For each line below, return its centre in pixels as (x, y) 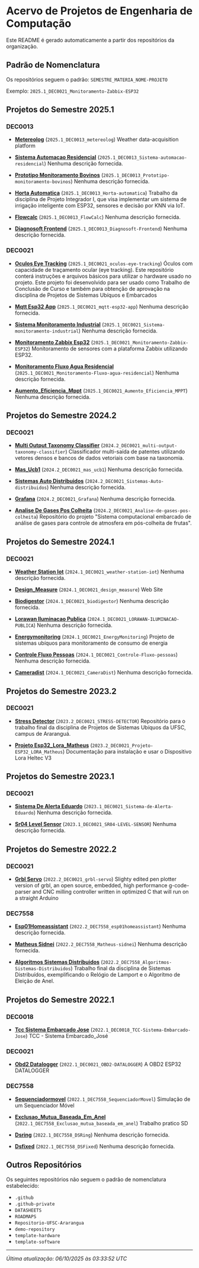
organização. (22, 46)
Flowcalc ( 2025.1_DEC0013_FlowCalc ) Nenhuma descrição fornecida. (97, 217)
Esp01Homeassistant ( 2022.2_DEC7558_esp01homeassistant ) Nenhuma (100, 927)
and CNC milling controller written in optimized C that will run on (110, 892)
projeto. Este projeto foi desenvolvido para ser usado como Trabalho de (102, 282)
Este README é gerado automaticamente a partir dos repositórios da (90, 40)
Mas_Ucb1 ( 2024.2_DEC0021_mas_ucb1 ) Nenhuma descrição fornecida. (99, 470)
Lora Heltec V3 (33, 758)
